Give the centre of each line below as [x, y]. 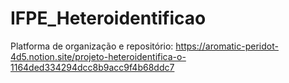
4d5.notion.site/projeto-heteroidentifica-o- [98, 56]
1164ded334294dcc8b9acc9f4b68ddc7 [92, 67]
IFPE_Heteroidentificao [108, 18]
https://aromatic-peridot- [227, 46]
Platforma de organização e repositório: [92, 46]
